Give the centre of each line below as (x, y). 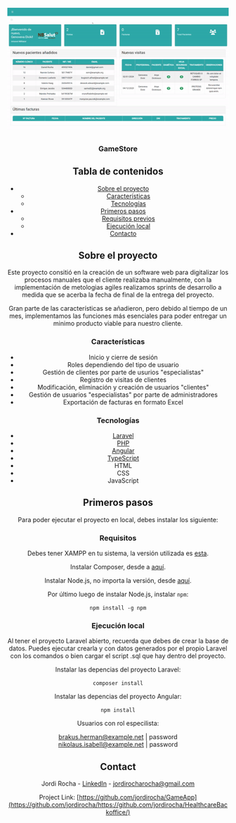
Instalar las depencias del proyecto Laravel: (118, 669)
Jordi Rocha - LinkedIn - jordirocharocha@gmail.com (118, 784)
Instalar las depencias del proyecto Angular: (118, 697)
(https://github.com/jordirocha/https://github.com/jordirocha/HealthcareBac (118, 805)
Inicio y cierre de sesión (123, 357)
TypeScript (123, 458)
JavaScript (123, 481)
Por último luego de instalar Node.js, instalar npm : (118, 594)
